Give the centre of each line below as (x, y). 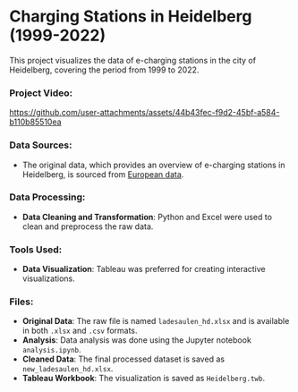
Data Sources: (41, 145)
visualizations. (49, 278)
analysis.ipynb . (52, 350)
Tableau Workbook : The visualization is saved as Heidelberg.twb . (144, 379)
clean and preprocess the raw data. (88, 226)
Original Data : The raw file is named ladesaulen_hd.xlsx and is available (156, 321)
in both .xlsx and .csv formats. (80, 331)
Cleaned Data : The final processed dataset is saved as (123, 359)
